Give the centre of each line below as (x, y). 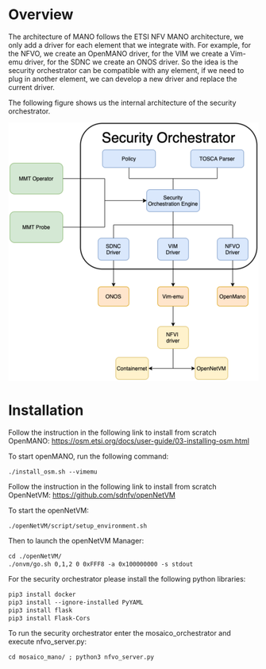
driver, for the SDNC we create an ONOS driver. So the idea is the (131, 62)
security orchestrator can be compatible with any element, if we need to (126, 70)
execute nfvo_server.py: (48, 642)
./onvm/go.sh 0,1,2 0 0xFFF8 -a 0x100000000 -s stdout (101, 565)
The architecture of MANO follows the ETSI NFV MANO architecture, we (126, 37)
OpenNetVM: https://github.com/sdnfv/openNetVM (92, 495)
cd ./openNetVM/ (35, 557)
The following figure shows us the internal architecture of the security (122, 102)
